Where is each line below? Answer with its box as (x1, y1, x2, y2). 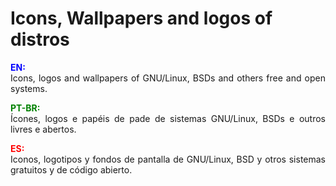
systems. (10, 82, 48, 94)
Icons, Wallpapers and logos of (10, 7, 273, 30)
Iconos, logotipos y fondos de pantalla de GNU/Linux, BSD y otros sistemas (10, 153, 326, 165)
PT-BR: (10, 102, 41, 114)
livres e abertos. (10, 123, 77, 135)
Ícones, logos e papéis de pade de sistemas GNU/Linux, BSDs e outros (10, 112, 326, 124)
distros (10, 28, 70, 51)
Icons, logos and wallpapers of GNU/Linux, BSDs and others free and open (10, 72, 326, 84)
